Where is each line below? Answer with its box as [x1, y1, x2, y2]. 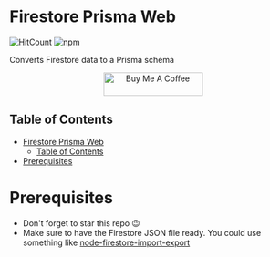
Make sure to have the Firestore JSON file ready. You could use [22, 227, 262, 238]
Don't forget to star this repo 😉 [22, 217, 140, 229]
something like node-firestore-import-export [22, 237, 191, 248]
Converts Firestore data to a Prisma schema [9, 54, 175, 65]
